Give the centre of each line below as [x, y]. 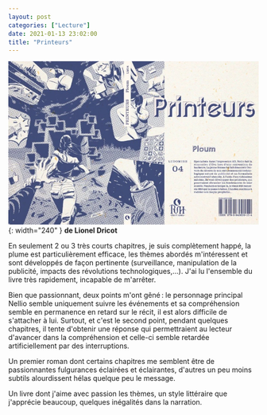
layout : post [30, 17]
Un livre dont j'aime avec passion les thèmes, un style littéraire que [118, 393]
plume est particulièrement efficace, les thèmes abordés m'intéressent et [128, 254]
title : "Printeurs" [41, 42]
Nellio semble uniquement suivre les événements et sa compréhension [124, 303]
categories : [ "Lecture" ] [49, 25]
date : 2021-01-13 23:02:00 [53, 33]
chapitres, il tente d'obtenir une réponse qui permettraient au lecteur [120, 329]
